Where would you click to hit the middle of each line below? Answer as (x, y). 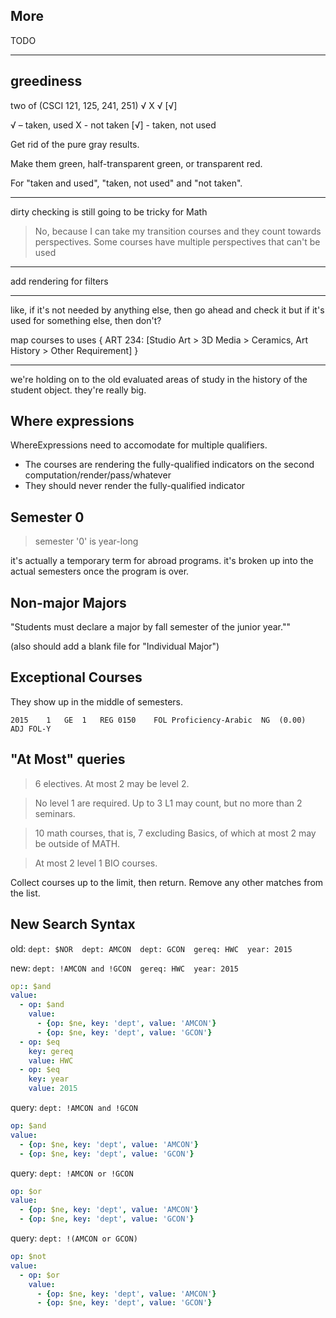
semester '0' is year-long (86, 541)
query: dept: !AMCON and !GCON (74, 1107)
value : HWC (51, 1060)
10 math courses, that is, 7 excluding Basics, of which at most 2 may (175, 833)
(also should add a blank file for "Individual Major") (115, 646)
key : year (49, 1079)
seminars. (55, 813)
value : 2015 (53, 1089)
